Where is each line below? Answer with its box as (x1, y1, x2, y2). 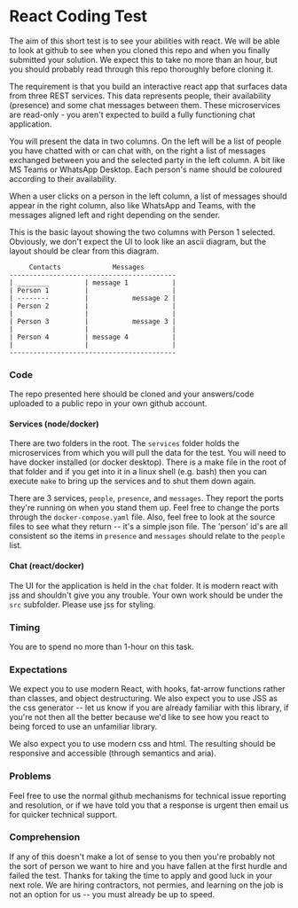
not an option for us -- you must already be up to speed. (9, 888, 216, 899)
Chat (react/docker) (9, 560, 84, 571)
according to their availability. (9, 173, 117, 184)
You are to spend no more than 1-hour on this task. (9, 641, 195, 652)
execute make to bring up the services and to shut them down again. (9, 476, 256, 487)
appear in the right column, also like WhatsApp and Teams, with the (9, 200, 256, 210)
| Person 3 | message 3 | (9, 317, 176, 325)
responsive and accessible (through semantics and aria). (9, 748, 217, 759)
